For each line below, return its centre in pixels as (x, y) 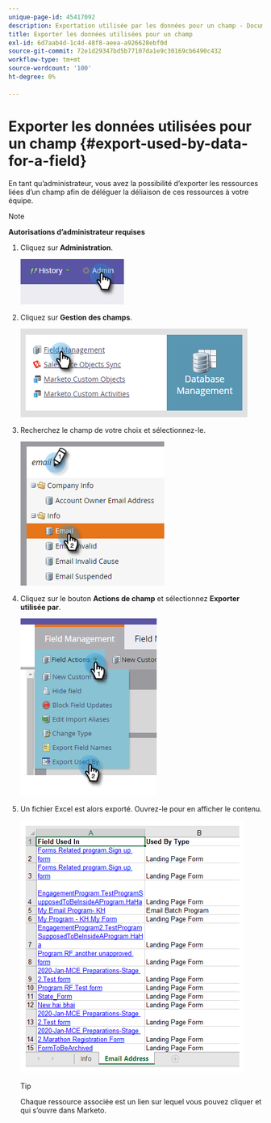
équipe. (21, 200)
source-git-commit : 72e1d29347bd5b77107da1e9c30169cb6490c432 (115, 51)
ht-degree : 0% (32, 77)
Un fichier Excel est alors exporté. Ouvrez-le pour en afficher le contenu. (141, 808)
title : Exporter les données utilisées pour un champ (101, 34)
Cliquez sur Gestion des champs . (76, 317)
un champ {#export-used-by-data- (128, 144)
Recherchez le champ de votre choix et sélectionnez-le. (113, 430)
